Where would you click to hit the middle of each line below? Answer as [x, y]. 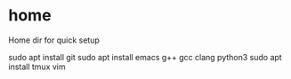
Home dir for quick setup [54, 40]
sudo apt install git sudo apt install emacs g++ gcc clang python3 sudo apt [145, 57]
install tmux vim [37, 67]
